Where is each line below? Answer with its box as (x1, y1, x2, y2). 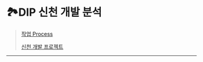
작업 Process (21, 30, 53, 37)
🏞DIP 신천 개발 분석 (6, 5, 102, 19)
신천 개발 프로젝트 (21, 43, 63, 50)
